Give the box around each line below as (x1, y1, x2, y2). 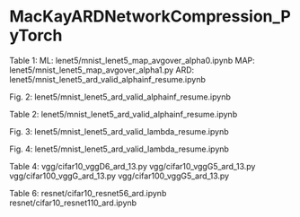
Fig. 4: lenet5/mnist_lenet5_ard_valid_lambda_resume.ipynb (9, 143, 229, 154)
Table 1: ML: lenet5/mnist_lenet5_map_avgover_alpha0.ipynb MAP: (9, 55, 256, 65)
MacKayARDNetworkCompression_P (9, 6, 292, 27)
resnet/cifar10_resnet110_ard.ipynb (9, 197, 137, 208)
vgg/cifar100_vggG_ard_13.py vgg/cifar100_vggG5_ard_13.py (9, 170, 230, 181)
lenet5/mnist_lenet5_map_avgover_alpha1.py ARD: (9, 65, 195, 75)
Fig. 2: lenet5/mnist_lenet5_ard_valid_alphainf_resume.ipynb (9, 91, 231, 102)
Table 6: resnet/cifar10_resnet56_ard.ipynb (9, 187, 167, 198)
